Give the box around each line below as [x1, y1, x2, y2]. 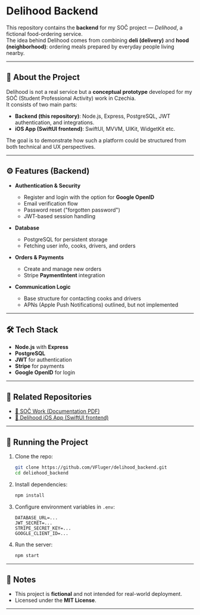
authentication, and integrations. [14, 118, 95, 126]
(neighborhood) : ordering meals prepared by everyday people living [6, 43, 174, 50]
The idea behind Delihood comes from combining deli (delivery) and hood [6, 36, 189, 44]
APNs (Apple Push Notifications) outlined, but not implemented [23, 301, 179, 308]
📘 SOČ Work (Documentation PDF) [14, 408, 100, 415]
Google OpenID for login [14, 369, 76, 376]
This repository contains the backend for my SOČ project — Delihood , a [6, 24, 183, 31]
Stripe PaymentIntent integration [23, 271, 105, 279]
